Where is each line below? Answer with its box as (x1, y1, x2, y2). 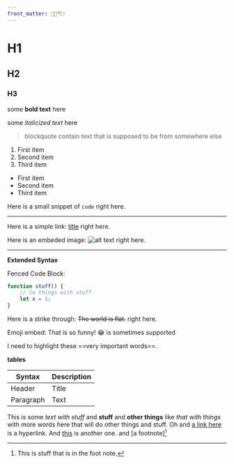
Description (52, 372, 92, 381)
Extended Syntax (7, 255, 58, 264)
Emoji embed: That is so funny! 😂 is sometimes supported (7, 329, 176, 336)
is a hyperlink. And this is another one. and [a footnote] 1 (7, 428, 167, 437)
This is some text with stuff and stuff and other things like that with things (7, 413, 221, 421)
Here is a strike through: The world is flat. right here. (7, 315, 157, 323)
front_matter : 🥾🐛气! (7, 10, 66, 17)
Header (10, 384, 36, 393)
